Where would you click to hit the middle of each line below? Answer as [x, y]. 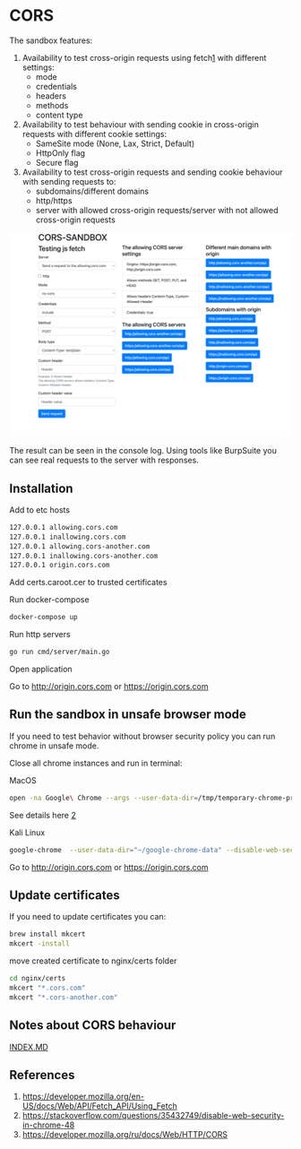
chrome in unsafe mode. [54, 746]
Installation [41, 488]
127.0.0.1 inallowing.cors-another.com [84, 556]
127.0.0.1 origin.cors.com [60, 566]
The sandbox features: [51, 40]
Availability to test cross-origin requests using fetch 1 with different [144, 57]
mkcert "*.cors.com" [48, 988]
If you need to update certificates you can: [88, 917]
